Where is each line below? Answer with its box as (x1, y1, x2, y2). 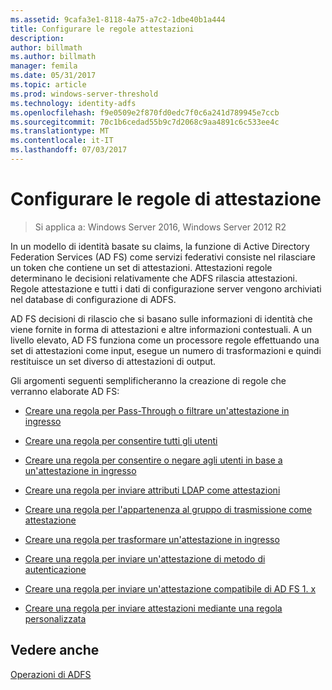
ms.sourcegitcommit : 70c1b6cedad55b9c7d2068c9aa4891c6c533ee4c (10, 117, 280, 127)
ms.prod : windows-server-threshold (10, 89, 159, 99)
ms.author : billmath (10, 52, 97, 62)
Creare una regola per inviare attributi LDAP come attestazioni (24, 484, 281, 496)
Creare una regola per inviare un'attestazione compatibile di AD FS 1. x (24, 582, 317, 595)
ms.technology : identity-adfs (10, 98, 137, 108)
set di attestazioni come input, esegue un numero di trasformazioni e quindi (10, 344, 322, 356)
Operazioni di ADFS (10, 668, 92, 680)
